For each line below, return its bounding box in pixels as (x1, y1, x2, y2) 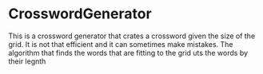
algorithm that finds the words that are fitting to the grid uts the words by (8, 48, 249, 57)
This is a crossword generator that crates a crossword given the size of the (8, 31, 256, 41)
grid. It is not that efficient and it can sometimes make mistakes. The (8, 39, 233, 49)
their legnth (8, 56, 46, 66)
